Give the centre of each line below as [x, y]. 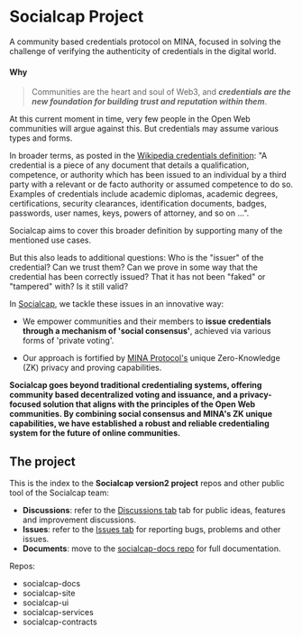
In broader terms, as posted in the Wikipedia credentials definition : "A [138, 156]
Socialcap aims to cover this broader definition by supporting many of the [146, 231]
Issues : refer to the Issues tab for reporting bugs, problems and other [151, 529]
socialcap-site [49, 593]
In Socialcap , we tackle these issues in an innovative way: [117, 304]
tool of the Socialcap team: [59, 493]
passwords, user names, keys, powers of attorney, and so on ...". [129, 213]
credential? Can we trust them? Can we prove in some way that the [134, 267]
